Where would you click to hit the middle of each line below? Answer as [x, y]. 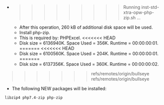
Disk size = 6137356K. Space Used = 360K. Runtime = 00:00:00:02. [89, 64]
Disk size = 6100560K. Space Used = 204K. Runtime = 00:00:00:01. [89, 53]
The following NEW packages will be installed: [59, 88]
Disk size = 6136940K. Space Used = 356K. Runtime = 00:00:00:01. [89, 43]
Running [132, 7]
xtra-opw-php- [139, 12]
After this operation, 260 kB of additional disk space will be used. [86, 27]
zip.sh [129, 18]
